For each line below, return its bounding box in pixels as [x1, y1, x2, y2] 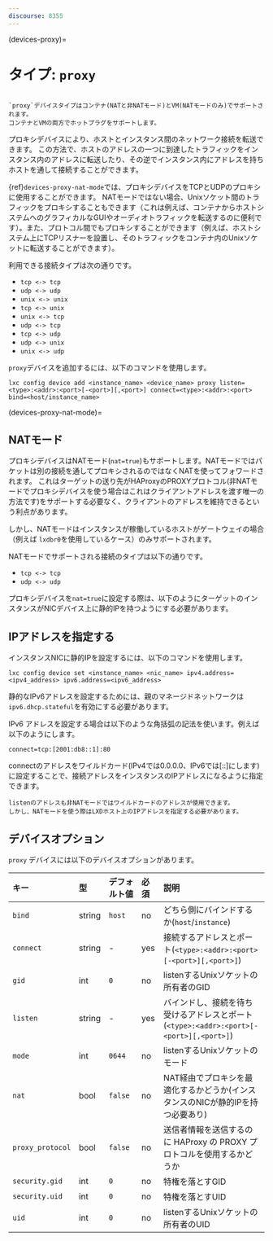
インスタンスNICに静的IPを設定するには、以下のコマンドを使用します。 [8, 653, 248, 663]
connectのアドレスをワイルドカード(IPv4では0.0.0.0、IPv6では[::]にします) [8, 761, 260, 770]
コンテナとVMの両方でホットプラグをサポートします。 [8, 119, 161, 127]
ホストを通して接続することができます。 [8, 164, 144, 174]
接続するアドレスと [163, 932, 237, 943]
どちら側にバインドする [163, 905, 253, 915]
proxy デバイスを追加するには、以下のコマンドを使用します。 [8, 362, 211, 372]
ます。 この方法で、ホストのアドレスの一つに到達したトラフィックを [15, 144, 245, 154]
